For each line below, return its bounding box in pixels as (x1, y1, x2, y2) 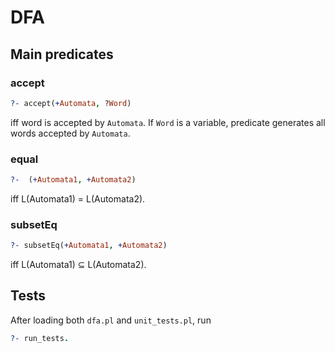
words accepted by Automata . (10, 127, 131, 139)
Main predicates (10, 46, 114, 63)
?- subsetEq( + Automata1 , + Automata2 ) (10, 241, 168, 251)
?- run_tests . (10, 333, 70, 343)
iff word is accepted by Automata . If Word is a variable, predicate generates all (10, 116, 326, 128)
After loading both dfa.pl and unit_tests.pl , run (10, 314, 212, 326)
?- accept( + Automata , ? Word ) (10, 98, 132, 108)
